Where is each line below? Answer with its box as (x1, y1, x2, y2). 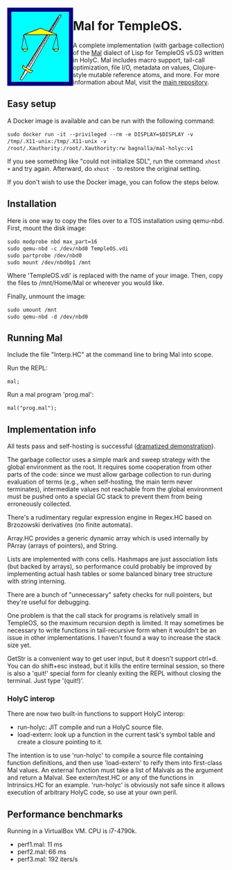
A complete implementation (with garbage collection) (72, 41, 225, 49)
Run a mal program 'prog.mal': (7, 391, 94, 399)
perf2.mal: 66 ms (17, 848, 67, 856)
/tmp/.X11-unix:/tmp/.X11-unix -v (7, 138, 107, 145)
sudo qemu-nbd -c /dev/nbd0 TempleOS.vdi (7, 245, 129, 252)
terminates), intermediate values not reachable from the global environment (7, 485, 223, 493)
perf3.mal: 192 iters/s (17, 855, 78, 864)
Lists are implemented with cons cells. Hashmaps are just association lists (7, 555, 218, 564)
